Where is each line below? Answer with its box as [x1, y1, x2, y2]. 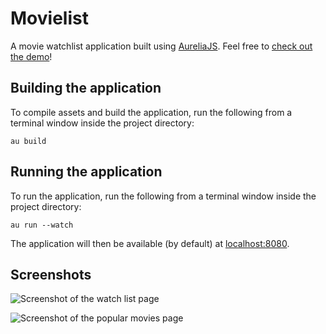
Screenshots [10, 266, 92, 283]
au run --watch [10, 220, 74, 230]
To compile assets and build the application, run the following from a [10, 106, 293, 118]
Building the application [10, 80, 162, 97]
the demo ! [10, 50, 53, 62]
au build [10, 136, 47, 146]
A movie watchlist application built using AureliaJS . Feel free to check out [10, 40, 313, 52]
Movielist [10, 7, 89, 30]
